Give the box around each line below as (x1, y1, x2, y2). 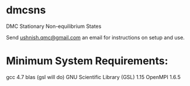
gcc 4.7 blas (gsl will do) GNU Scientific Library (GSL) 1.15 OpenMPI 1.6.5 (6, 73, 181, 80)
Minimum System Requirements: (6, 55, 168, 67)
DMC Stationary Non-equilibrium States (6, 23, 102, 30)
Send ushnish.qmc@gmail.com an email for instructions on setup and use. (6, 34, 185, 41)
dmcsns (6, 3, 46, 17)
